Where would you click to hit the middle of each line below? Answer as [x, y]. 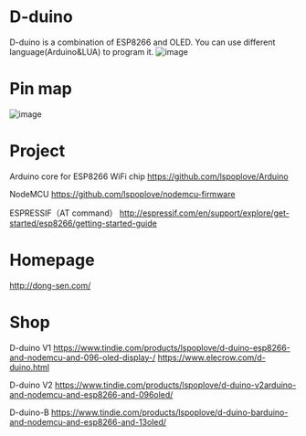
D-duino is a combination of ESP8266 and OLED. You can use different [142, 42]
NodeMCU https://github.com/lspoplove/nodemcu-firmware [122, 194]
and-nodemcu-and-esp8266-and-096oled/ [91, 394]
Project [37, 151]
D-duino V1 [31, 347]
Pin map [41, 89]
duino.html [30, 367]
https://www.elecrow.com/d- [212, 357]
